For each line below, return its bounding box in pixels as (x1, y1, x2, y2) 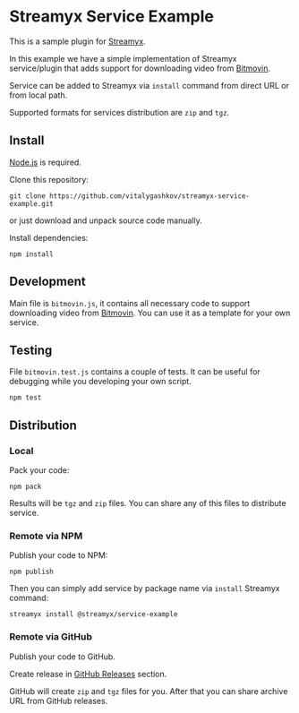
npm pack (9, 482, 42, 492)
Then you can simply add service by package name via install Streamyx (9, 583, 280, 594)
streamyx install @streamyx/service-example (9, 610, 178, 619)
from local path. (9, 90, 68, 100)
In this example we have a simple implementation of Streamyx (9, 53, 237, 64)
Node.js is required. (9, 157, 82, 168)
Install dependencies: (9, 232, 89, 243)
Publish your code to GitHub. (9, 651, 116, 662)
